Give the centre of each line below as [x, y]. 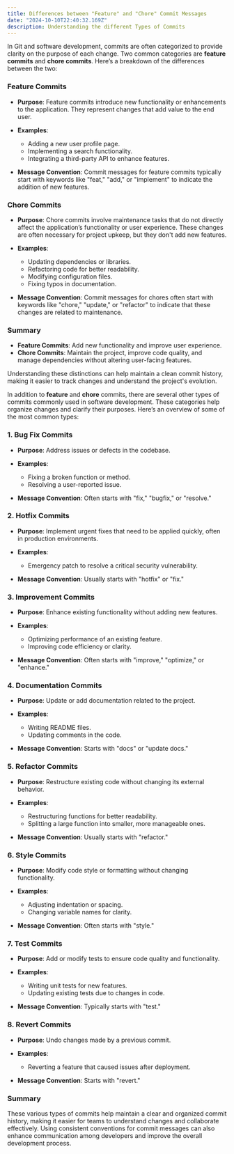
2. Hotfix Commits [38, 516]
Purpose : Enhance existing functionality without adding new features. [117, 612]
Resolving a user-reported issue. [75, 484]
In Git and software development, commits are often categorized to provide [115, 47]
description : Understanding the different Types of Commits [96, 26]
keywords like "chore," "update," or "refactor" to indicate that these [114, 304]
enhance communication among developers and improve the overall [105, 1135]
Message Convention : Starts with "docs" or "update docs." [103, 749]
